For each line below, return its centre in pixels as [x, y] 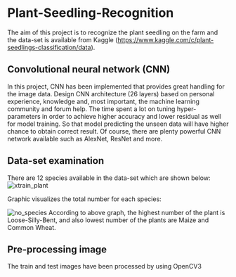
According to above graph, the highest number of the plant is [137, 212]
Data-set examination [55, 161]
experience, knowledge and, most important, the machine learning [104, 101]
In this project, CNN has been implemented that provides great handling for [116, 86]
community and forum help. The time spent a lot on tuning [91, 109]
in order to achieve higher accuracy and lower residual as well [131, 116]
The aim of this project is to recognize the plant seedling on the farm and [113, 32]
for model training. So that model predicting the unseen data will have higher [118, 124]
